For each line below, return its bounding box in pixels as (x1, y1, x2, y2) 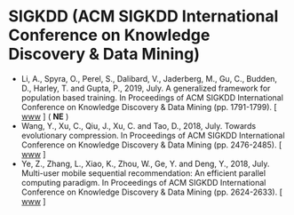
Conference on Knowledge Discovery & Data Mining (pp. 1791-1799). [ (20, 101, 277, 112)
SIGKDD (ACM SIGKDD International (8, 6, 279, 27)
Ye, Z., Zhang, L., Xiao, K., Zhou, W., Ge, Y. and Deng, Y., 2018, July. (20, 158, 270, 169)
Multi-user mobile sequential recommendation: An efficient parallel (20, 167, 266, 179)
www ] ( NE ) (20, 111, 69, 122)
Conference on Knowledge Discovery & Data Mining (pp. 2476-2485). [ (20, 139, 282, 150)
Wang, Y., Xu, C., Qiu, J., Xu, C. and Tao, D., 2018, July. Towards (20, 120, 257, 131)
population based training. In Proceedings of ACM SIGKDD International (20, 92, 283, 103)
